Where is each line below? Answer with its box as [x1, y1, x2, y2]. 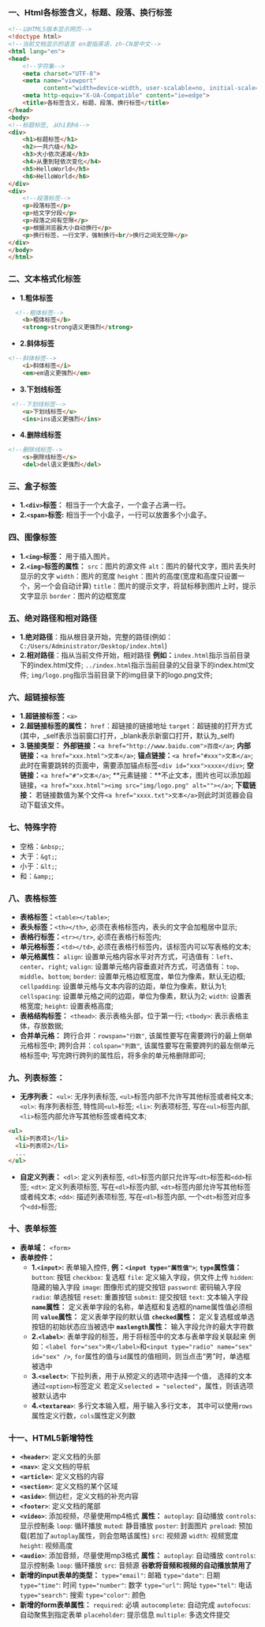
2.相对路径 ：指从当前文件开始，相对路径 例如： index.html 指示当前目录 [19, 650, 251, 659]
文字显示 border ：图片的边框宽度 [19, 591, 126, 600]
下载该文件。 [26, 800, 69, 810]
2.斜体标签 [19, 338, 55, 349]
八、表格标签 [8, 893, 58, 904]
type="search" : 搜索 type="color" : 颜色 [19, 1591, 146, 1600]
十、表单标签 [8, 1223, 58, 1234]
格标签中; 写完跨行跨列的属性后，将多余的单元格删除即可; [19, 1050, 207, 1060]
